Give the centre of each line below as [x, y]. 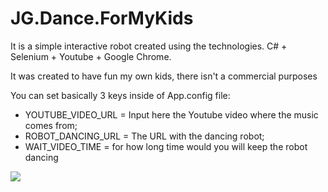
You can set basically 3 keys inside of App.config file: [120, 95]
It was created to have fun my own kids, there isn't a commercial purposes [164, 76]
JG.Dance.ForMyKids [102, 18]
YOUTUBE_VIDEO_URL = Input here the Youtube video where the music [171, 114]
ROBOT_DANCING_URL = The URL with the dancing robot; [144, 136]
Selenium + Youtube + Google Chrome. [91, 56]
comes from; [51, 125]
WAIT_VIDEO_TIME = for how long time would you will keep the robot [166, 146]
